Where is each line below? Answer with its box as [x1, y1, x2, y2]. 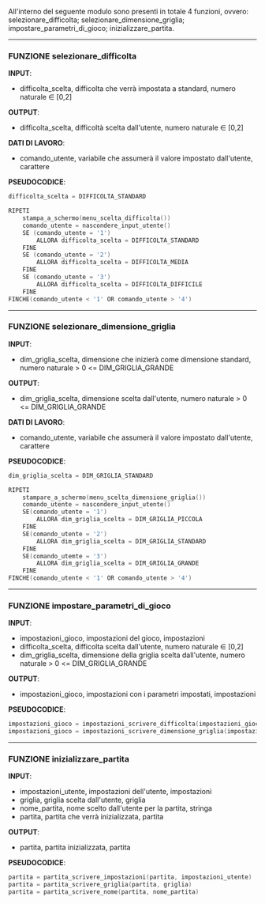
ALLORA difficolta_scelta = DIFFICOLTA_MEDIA [36, 259, 189, 267]
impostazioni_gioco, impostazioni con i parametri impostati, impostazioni [19, 690, 256, 699]
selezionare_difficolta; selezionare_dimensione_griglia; [8, 15, 185, 25]
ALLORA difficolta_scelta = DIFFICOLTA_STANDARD [36, 236, 200, 244]
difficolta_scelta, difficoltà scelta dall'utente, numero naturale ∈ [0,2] [19, 123, 244, 133]
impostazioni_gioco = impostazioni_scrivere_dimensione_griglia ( [8, 728, 227, 736]
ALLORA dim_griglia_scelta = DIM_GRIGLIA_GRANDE [36, 559, 200, 568]
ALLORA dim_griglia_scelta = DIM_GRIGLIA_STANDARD [36, 537, 207, 545]
